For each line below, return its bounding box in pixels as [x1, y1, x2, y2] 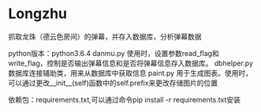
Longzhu [8, 5, 68, 23]
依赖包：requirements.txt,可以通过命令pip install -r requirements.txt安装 [8, 95, 240, 104]
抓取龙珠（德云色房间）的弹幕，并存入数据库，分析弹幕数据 [8, 32, 202, 41]
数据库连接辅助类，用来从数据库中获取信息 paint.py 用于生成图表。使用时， [8, 68, 252, 77]
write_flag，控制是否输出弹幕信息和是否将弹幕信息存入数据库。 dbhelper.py [8, 58, 254, 68]
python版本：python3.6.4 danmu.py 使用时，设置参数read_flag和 [8, 48, 219, 58]
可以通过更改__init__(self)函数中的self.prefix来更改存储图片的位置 [8, 78, 218, 88]
